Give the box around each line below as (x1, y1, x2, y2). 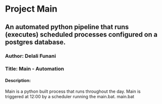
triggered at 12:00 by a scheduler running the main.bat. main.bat (5, 93, 135, 99)
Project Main (5, 3, 58, 15)
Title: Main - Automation (5, 66, 64, 72)
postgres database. (5, 38, 66, 46)
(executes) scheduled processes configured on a (5, 30, 158, 38)
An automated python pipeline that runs (5, 23, 129, 31)
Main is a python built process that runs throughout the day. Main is (5, 88, 141, 94)
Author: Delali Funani (5, 52, 56, 59)
